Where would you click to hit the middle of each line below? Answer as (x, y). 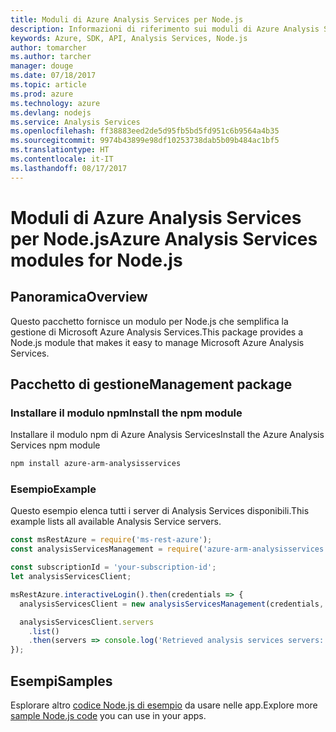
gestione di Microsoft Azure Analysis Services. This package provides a (157, 332)
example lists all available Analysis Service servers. (116, 522)
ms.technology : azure (55, 103)
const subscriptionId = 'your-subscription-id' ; (113, 567)
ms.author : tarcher (51, 57)
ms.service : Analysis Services (75, 122)
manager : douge (42, 66)
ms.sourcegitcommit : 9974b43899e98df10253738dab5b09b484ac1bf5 (145, 141)
